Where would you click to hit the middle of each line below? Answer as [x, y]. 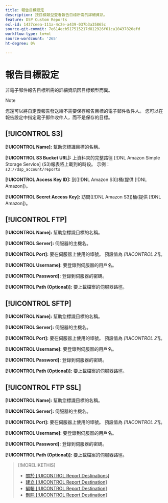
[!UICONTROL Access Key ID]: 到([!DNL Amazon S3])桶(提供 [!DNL [76, 179]
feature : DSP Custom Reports [36, 19]
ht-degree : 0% [20, 44]
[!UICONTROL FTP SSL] [43, 387]
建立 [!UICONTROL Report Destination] [66, 482]
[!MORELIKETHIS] [37, 465]
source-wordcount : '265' [32, 39]
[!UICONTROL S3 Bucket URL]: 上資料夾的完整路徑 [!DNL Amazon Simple [83, 157]
